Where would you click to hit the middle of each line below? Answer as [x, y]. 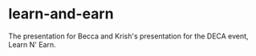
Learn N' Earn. [32, 44]
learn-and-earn [61, 14]
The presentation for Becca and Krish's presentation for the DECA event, [128, 36]
